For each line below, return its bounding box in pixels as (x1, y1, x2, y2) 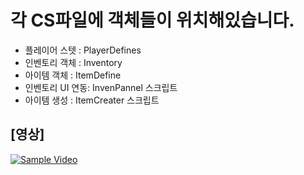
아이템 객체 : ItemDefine (24, 69, 122, 81)
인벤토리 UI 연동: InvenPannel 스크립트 (24, 81, 178, 93)
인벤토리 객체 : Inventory (24, 56, 123, 68)
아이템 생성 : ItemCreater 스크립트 (24, 94, 160, 106)
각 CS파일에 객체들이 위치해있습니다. (10, 9, 295, 32)
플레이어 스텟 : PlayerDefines (24, 44, 142, 56)
